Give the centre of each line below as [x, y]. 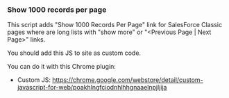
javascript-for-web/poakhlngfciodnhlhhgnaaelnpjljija [92, 88]
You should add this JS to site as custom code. [74, 53]
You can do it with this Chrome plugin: [62, 67]
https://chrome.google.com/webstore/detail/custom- [127, 80]
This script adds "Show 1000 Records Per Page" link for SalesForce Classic [115, 25]
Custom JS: [34, 80]
